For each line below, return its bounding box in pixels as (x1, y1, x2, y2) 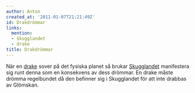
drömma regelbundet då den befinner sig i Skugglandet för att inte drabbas (6, 75, 187, 82)
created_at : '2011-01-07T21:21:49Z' (6, 14, 95, 20)
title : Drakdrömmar (6, 47, 54, 53)
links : (6, 25, 22, 31)
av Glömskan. (6, 81, 39, 88)
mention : (11, 30, 33, 36)
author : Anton (6, 8, 41, 15)
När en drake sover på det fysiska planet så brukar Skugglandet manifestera (6, 63, 190, 70)
